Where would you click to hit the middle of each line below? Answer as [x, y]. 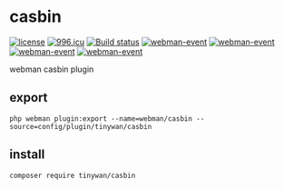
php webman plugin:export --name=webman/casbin [101, 119]
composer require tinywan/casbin [73, 175]
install [27, 155]
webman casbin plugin [52, 69]
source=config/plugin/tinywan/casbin [81, 126]
